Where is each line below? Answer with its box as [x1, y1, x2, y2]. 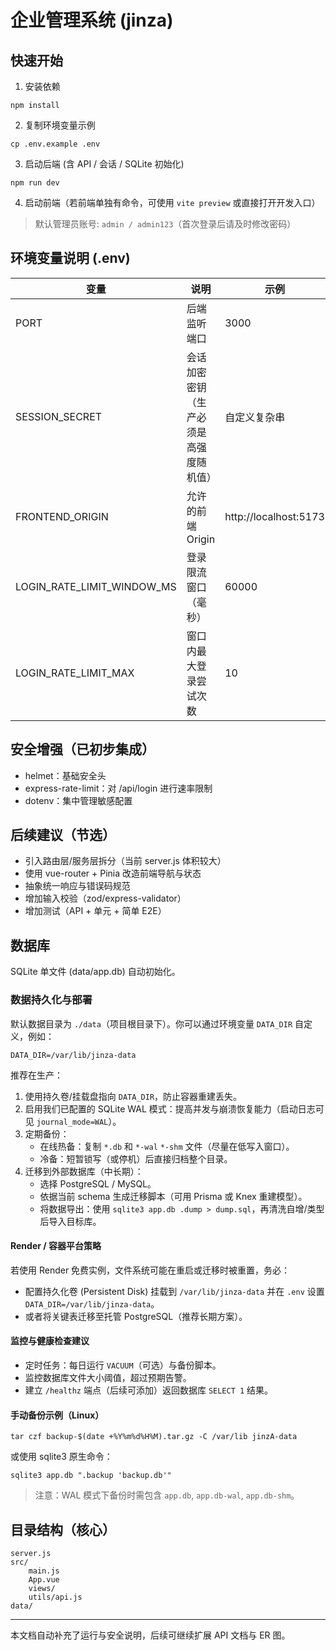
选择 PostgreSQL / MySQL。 [39, 1177, 157, 1190]
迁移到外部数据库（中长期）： [24, 1165, 144, 1177]
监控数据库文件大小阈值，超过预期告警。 [24, 1371, 192, 1383]
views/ [28, 1583, 56, 1593]
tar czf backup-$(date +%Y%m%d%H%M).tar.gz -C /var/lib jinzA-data [10, 1432, 298, 1442]
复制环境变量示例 [24, 119, 96, 131]
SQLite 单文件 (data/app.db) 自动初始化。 [10, 966, 181, 978]
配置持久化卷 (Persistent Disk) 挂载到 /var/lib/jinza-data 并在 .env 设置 [24, 1285, 325, 1297]
